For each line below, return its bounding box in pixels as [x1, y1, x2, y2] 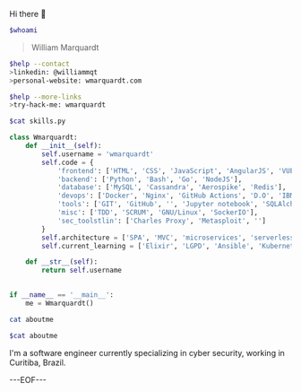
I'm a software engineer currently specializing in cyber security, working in [9, 347, 285, 358]
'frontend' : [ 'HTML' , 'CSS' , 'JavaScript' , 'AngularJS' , [56, 166, 275, 175]
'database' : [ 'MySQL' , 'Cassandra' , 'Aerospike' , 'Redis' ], [56, 183, 287, 192]
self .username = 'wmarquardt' [41, 149, 154, 159]
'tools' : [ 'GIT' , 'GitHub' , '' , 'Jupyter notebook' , [56, 200, 258, 209]
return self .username [41, 266, 123, 275]
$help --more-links [9, 92, 82, 101]
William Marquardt [30, 41, 99, 53]
